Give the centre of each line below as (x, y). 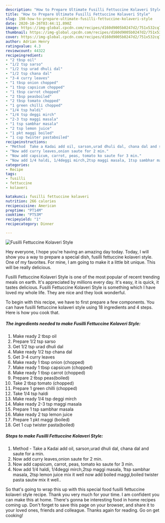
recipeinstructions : (27, 142)
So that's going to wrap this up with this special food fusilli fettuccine (75, 489)
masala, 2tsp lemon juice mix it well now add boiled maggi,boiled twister (85, 474)
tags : (11, 174)
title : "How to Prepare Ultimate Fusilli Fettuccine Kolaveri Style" (78, 14)
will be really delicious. (29, 267)
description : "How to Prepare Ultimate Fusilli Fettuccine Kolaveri (77, 10)
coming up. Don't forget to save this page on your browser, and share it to (80, 505)
